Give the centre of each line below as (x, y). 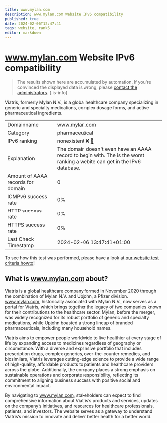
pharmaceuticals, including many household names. (58, 328)
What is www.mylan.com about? (57, 279)
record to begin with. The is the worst (100, 155)
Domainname (23, 124)
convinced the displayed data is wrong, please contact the (77, 87)
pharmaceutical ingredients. (34, 113)
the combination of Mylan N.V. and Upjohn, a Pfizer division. (67, 296)
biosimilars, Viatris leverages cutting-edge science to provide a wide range (82, 359)
